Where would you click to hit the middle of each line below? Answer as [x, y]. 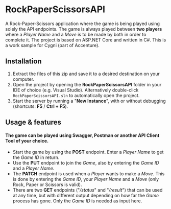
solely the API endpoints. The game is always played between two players [84, 29]
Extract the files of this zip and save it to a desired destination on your [86, 74]
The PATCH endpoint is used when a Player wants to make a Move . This [89, 174]
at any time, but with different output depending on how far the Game [86, 196]
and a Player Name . [33, 168]
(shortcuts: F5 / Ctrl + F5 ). [40, 106]
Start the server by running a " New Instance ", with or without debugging [89, 101]
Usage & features [33, 122]
